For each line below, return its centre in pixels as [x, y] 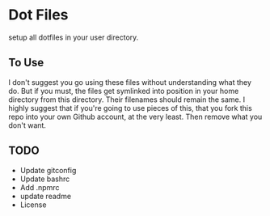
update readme [45, 196]
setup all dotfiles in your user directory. [74, 37]
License [33, 205]
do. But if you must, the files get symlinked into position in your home [124, 91]
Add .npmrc [40, 187]
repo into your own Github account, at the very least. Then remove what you [135, 116]
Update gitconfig [48, 170]
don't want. [27, 125]
